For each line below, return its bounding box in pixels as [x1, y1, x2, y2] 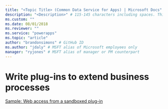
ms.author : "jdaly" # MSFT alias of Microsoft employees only [5, 45, 137, 50]
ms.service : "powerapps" [5, 31, 57, 36]
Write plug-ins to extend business [5, 71, 149, 82]
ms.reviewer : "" [5, 26, 39, 31]
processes [5, 81, 50, 93]
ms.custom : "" [5, 17, 35, 22]
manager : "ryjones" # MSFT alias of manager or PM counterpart [5, 49, 140, 54]
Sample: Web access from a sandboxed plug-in [5, 98, 103, 104]
